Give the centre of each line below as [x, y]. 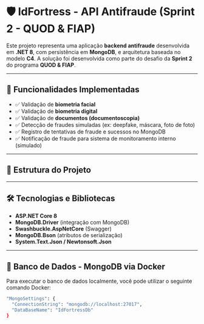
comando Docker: [29, 288]
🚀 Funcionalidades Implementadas [73, 89]
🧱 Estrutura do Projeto [49, 170]
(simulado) [29, 145]
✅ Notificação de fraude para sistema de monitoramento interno [95, 138]
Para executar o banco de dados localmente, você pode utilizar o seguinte [99, 281]
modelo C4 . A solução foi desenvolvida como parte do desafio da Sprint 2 [99, 58]
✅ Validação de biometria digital [56, 111]
